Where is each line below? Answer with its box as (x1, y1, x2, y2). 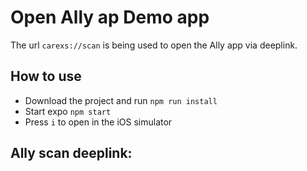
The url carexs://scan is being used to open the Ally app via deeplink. (10, 39, 298, 51)
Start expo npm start (24, 105, 112, 117)
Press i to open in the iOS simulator (24, 116, 173, 128)
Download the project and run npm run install (24, 94, 218, 106)
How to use (10, 68, 82, 85)
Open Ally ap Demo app (10, 6, 210, 29)
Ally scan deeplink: (10, 145, 133, 162)
